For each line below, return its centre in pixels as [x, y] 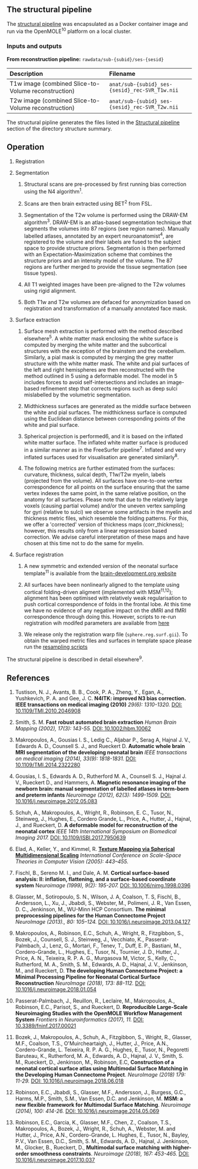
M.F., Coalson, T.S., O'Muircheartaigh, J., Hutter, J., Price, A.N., [92, 1043]
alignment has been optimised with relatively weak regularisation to [105, 598]
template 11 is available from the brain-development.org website [100, 573]
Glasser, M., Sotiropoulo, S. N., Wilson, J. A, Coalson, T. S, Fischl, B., [98, 897]
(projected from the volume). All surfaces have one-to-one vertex [103, 481]
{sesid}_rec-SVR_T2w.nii [144, 107]
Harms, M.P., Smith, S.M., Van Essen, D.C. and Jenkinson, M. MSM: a [99, 1098]
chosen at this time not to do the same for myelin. [84, 543]
